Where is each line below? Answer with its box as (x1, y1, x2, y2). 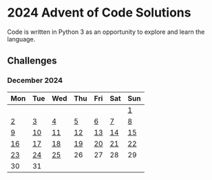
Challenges (7, 55, 57, 67)
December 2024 (7, 76, 63, 86)
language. (7, 34, 36, 43)
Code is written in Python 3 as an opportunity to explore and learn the (7, 28, 205, 36)
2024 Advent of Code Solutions (7, 5, 191, 21)
